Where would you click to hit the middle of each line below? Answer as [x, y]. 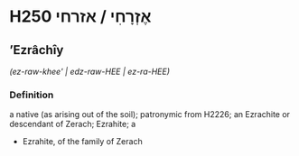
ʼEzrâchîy [37, 50]
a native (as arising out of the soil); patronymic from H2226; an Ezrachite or [150, 115]
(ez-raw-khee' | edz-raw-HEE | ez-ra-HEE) [89, 71]
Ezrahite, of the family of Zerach [82, 142]
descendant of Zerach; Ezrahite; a [73, 124]
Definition [32, 95]
